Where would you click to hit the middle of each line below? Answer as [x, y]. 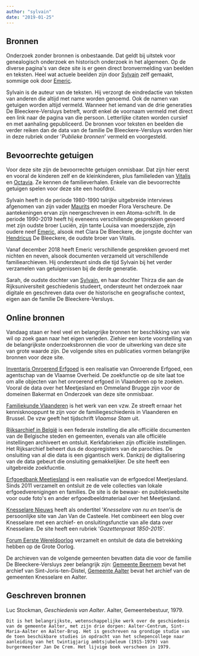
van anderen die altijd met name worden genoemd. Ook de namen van [92, 99]
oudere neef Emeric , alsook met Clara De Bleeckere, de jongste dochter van [99, 232]
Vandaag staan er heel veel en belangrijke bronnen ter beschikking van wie [98, 332]
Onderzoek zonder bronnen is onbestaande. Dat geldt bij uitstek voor [91, 56]
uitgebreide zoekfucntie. [36, 467]
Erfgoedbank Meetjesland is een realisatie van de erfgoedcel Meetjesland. [97, 479]
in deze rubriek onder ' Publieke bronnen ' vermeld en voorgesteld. [87, 137]
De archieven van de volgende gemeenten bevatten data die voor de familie [99, 558]
